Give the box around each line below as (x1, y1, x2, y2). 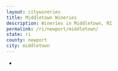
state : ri (6, 32, 31, 38)
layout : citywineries (6, 8, 61, 15)
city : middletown (6, 43, 50, 49)
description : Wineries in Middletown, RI (6, 20, 113, 26)
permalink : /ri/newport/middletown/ (6, 25, 99, 32)
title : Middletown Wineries (6, 15, 77, 21)
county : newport (6, 37, 47, 43)
